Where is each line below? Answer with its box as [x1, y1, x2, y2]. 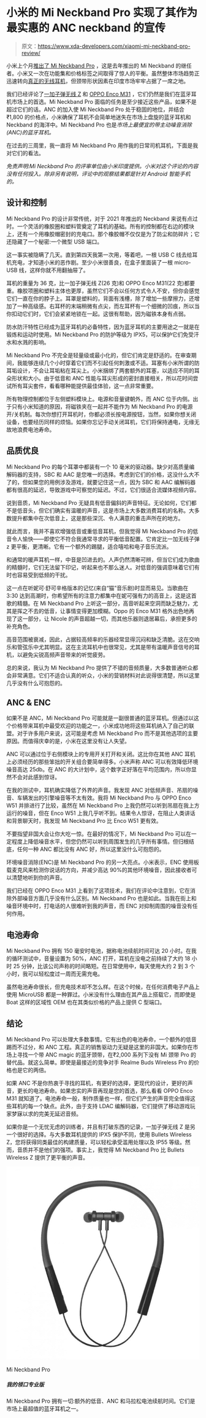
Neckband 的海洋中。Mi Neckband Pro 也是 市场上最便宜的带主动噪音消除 [6, 121, 192, 128]
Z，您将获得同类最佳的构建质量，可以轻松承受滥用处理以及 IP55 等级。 [6, 1139, 185, 1146]
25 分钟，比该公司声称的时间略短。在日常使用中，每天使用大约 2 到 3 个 [13, 963, 195, 970]
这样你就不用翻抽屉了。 [29, 266, 89, 274]
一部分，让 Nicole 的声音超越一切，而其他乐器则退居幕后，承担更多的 [22, 615, 197, 622]
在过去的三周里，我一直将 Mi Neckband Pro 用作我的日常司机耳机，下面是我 [6, 142, 198, 149]
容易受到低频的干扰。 [17, 571, 71, 579]
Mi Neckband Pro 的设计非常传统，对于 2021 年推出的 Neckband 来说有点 [6, 215, 193, 222]
